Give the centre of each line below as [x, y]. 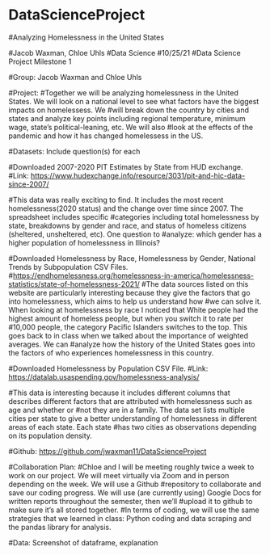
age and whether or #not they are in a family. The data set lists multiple [127, 410]
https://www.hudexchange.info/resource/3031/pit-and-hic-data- [138, 175]
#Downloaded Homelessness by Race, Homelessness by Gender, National [132, 258]
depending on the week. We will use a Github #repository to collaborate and [135, 484]
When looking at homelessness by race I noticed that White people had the [133, 309]
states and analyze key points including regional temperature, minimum [127, 118]
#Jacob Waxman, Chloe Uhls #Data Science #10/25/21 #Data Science [124, 53]
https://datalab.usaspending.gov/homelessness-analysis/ [104, 376]
